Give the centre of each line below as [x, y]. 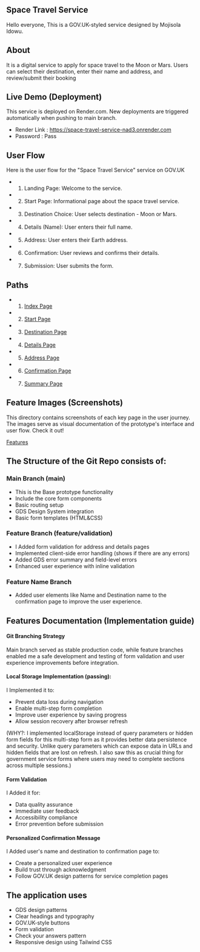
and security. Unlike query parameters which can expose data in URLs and [99, 746]
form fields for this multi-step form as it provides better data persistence [97, 739]
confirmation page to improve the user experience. [78, 602]
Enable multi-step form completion [58, 708]
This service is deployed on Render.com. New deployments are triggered [98, 111]
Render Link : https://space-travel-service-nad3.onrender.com [93, 130]
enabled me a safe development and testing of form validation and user [95, 656]
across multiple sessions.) [39, 765]
